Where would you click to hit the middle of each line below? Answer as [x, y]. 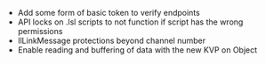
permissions [40, 31]
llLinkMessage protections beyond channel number [112, 40]
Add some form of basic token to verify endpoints [109, 13]
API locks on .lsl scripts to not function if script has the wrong [130, 22]
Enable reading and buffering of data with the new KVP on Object [137, 50]
